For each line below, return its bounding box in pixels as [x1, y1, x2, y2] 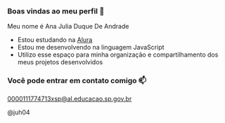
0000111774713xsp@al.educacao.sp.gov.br [7, 94, 132, 103]
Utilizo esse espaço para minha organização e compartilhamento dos [17, 50, 219, 59]
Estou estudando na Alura [17, 36, 93, 44]
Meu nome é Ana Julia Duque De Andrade [7, 22, 129, 31]
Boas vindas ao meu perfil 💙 [7, 6, 105, 16]
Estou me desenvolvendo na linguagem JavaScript [17, 43, 165, 52]
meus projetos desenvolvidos [17, 58, 103, 66]
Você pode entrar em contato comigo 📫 [7, 76, 146, 86]
